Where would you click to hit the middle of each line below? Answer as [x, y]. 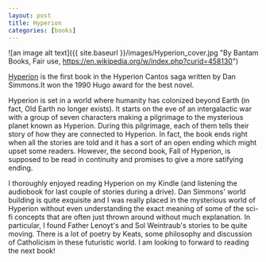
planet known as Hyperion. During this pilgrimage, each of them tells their [129, 126]
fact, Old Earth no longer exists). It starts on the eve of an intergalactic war [130, 109]
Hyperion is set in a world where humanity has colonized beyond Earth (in [129, 101]
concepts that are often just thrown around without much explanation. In [133, 217]
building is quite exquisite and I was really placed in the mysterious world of [132, 200]
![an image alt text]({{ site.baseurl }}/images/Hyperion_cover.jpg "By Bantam [133, 53]
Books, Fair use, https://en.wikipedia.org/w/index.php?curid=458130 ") [123, 61]
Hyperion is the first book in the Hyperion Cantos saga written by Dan [122, 77]
